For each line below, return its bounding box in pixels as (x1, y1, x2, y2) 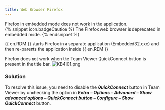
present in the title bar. (5, 61, 51, 67)
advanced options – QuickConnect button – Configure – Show (5, 95, 134, 101)
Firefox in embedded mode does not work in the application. (5, 21, 128, 27)
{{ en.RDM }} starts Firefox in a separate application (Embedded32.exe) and (5, 40, 159, 47)
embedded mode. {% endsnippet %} (5, 31, 80, 37)
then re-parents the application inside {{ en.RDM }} (5, 46, 109, 52)
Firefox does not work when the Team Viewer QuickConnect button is (5, 55, 146, 62)
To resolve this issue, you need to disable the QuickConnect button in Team (5, 84, 160, 90)
